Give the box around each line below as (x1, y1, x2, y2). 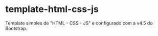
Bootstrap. (5, 25, 28, 31)
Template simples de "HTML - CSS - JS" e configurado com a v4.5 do (5, 20, 153, 26)
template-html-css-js (5, 3, 99, 15)
